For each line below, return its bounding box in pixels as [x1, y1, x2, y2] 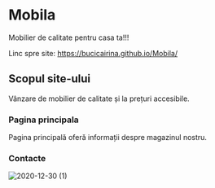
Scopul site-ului [8, 72, 91, 86]
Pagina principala [8, 114, 79, 125]
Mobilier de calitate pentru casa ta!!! [8, 33, 129, 42]
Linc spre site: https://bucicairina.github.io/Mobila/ [8, 48, 178, 58]
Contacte [8, 152, 46, 164]
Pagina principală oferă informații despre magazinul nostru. [8, 133, 208, 142]
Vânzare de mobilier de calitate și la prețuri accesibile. [8, 94, 190, 103]
